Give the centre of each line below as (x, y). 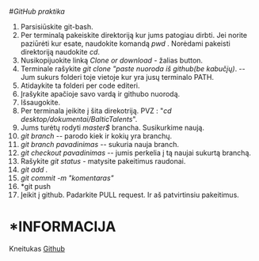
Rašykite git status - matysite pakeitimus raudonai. (103, 161)
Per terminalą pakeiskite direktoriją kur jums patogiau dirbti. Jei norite (134, 35)
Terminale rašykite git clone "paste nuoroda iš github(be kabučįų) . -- (133, 69)
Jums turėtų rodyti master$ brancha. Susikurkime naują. (112, 127)
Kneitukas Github (37, 248)
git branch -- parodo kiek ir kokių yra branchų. (96, 136)
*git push (35, 186)
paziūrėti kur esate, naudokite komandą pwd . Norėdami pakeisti (125, 43)
